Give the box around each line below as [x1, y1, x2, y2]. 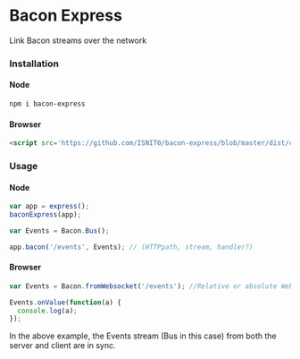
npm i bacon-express [9, 99, 87, 108]
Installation [9, 57, 60, 70]
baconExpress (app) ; [9, 210, 82, 219]
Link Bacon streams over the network [9, 35, 147, 46]
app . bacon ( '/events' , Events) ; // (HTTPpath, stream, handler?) [9, 243, 254, 252]
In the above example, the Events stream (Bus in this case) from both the [9, 330, 277, 341]
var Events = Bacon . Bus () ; [9, 226, 110, 235]
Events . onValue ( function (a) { [9, 297, 122, 307]
